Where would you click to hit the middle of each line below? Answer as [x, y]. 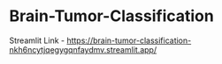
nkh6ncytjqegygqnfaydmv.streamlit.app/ [83, 49]
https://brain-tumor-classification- [129, 40]
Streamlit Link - [37, 40]
